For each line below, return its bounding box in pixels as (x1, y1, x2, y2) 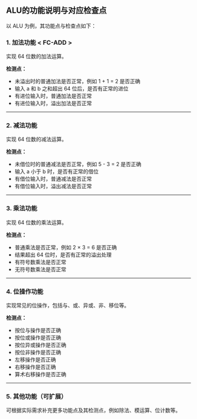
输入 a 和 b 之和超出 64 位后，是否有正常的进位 (14, 85, 129, 92)
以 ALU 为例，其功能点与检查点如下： (6, 22, 97, 29)
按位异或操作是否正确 (14, 342, 66, 348)
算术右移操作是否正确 (14, 371, 66, 377)
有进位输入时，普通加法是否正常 (14, 93, 92, 100)
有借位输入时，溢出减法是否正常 (14, 183, 92, 190)
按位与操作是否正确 (14, 327, 62, 333)
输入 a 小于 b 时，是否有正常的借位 (14, 168, 98, 175)
